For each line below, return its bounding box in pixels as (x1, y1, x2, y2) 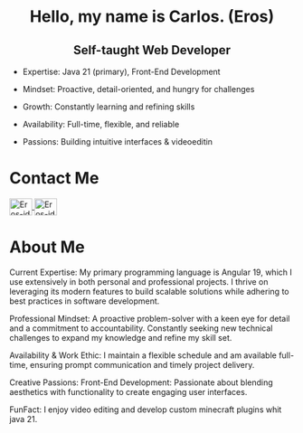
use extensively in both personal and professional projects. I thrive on (9, 276, 269, 287)
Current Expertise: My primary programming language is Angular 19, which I (9, 267, 292, 278)
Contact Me (9, 168, 99, 189)
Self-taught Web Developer (72, 42, 232, 58)
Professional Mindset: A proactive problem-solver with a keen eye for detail (9, 313, 290, 324)
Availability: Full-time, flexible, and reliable (22, 119, 180, 129)
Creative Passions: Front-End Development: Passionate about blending (9, 377, 273, 388)
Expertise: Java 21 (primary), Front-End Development (22, 66, 221, 77)
